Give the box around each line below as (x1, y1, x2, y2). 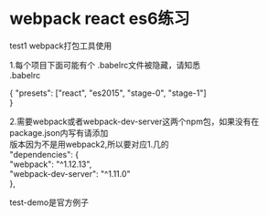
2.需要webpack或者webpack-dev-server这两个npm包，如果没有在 (9, 116, 260, 127)
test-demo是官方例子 (9, 197, 90, 208)
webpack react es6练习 (9, 8, 190, 29)
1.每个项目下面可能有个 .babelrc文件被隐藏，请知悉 (9, 59, 201, 70)
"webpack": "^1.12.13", (9, 159, 92, 170)
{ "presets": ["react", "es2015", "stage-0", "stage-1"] (9, 87, 208, 98)
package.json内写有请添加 (9, 127, 109, 138)
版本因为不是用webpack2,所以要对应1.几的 (9, 139, 169, 149)
